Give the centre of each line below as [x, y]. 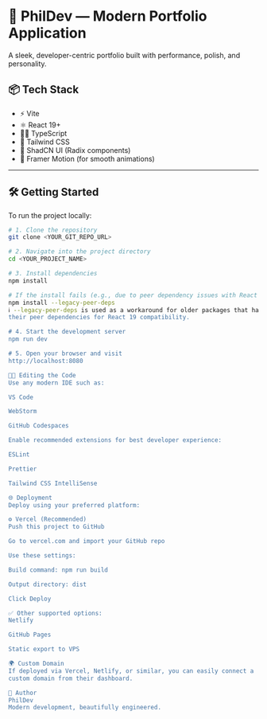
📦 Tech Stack [44, 90]
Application [47, 33]
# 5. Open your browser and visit [66, 354]
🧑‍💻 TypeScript [43, 133]
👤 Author [23, 693]
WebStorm [23, 412]
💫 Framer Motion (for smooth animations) [87, 158]
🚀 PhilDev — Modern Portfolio [108, 16]
